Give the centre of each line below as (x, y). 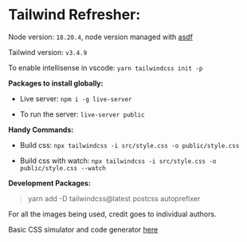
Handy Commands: (41, 129)
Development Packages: (50, 183)
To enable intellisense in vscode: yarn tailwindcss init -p (106, 67)
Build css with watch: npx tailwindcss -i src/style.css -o (118, 161)
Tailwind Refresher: (74, 15)
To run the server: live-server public (82, 114)
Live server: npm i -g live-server (76, 98)
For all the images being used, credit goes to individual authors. (112, 214)
